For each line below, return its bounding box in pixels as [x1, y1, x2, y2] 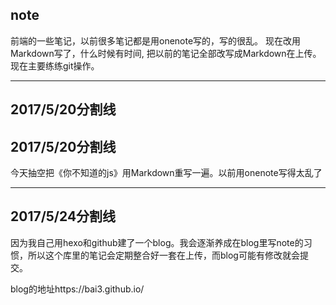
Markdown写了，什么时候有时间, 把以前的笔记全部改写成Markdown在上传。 [10, 47, 322, 59]
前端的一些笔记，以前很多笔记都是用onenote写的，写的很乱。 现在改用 [10, 34, 302, 47]
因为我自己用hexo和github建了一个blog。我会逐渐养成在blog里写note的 [10, 236, 304, 248]
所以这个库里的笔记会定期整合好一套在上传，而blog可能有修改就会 [27, 249, 300, 261]
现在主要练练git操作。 [10, 59, 100, 72]
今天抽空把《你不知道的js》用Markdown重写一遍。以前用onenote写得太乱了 [10, 167, 323, 179]
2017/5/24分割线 [10, 208, 117, 225]
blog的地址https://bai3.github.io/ [10, 283, 145, 295]
